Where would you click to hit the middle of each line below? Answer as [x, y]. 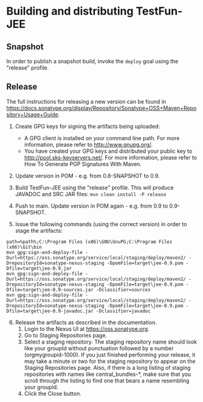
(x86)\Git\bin [24, 247]
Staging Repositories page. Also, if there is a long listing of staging [107, 367]
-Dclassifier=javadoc [123, 311]
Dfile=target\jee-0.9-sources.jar [50, 290]
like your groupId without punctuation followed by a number [99, 348]
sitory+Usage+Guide [33, 115]
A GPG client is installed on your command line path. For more [102, 138]
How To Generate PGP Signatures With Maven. [83, 164]
